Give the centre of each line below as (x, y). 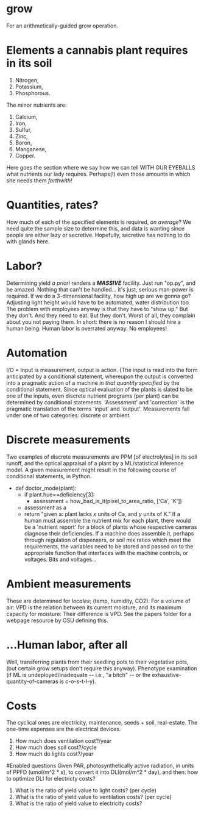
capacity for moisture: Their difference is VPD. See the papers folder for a (99, 614)
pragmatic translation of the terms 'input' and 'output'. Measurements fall (98, 409)
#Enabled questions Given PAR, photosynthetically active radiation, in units (100, 766)
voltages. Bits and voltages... (61, 559)
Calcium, (26, 116)
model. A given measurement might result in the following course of (91, 470)
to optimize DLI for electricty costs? (51, 779)
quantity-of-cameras (33, 681)
